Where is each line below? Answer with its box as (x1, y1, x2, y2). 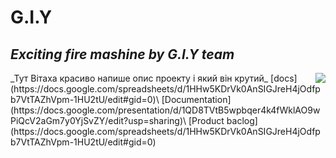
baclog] (226, 115, 258, 126)
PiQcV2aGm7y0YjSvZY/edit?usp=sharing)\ (10, 115, 187, 126)
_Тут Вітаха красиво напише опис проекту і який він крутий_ (10, 72, 269, 84)
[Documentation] (161, 94, 232, 105)
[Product (188, 115, 225, 126)
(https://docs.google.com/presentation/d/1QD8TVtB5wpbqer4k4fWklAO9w (10, 104, 321, 116)
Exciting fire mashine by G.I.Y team (10, 46, 235, 63)
